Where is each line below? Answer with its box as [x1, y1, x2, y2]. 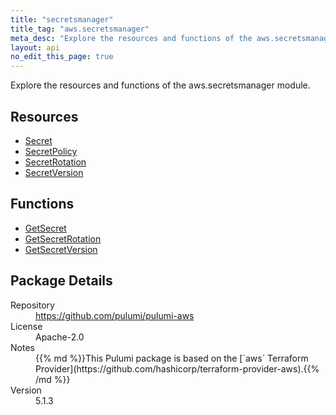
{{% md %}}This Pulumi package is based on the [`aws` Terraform [35, 352, 309, 364]
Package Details [10, 272, 113, 290]
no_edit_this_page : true [10, 52, 114, 62]
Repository [10, 299, 55, 311]
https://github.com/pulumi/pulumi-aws [35, 309, 195, 321]
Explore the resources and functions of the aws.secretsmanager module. [10, 79, 311, 91]
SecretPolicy [24, 145, 78, 157]
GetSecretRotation [24, 232, 102, 245]
